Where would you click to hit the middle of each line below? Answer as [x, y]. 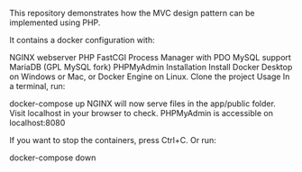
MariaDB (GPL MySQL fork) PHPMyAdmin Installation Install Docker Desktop [151, 67]
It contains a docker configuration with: [82, 40]
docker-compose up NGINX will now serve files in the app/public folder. [143, 104]
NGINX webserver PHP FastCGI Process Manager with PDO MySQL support [150, 57]
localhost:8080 [37, 122]
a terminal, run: [37, 86]
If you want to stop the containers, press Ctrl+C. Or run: [113, 140]
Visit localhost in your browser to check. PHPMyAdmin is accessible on [141, 113]
